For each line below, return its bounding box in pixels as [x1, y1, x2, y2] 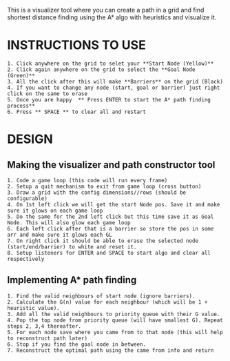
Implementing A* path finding [7, 274, 137, 286]
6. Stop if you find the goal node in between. [7, 341, 147, 348]
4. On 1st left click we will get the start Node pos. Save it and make [7, 201, 220, 208]
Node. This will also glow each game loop [7, 219, 131, 226]
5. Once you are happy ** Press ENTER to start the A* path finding [7, 96, 211, 103]
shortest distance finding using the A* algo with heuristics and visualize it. [7, 13, 217, 21]
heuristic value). [7, 304, 60, 311]
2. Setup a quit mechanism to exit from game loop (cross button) [7, 183, 202, 190]
